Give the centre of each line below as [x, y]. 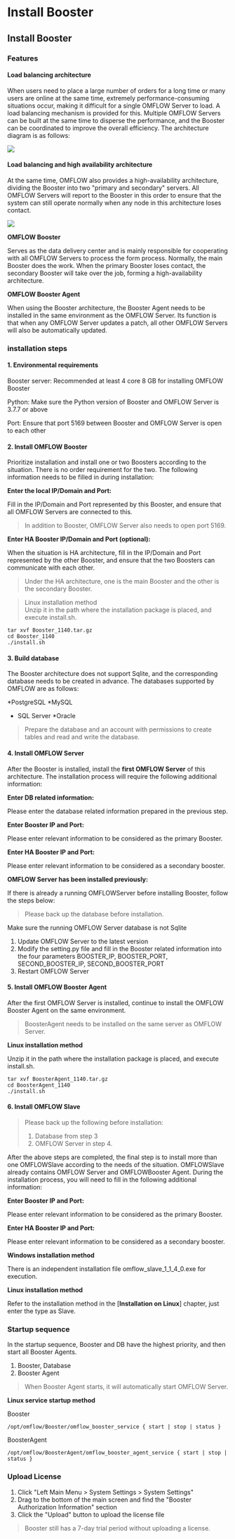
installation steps [38, 348]
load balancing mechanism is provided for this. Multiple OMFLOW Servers [114, 113]
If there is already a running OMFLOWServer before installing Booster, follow [118, 893]
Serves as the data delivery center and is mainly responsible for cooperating [117, 250]
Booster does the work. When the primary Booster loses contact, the [107, 265]
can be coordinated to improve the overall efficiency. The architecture [108, 128]
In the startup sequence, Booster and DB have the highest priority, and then [116, 1345]
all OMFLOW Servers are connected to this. [70, 512]
